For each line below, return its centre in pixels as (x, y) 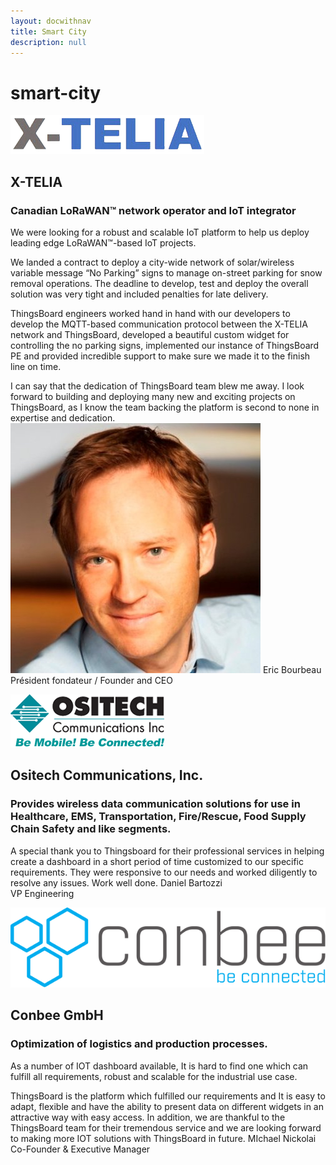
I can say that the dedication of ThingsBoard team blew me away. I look (157, 386)
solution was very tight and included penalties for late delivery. (139, 294)
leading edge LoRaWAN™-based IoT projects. (103, 243)
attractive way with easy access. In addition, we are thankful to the (148, 1117)
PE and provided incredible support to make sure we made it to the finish (160, 356)
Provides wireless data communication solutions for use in (155, 804)
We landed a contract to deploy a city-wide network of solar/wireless (152, 262)
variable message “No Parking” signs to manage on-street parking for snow (166, 273)
